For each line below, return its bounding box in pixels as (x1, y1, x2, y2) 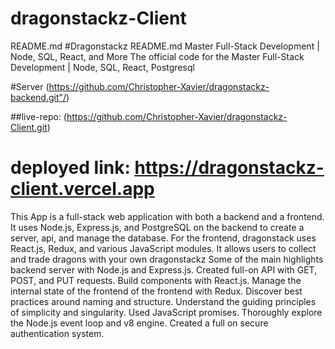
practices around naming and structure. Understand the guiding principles (10, 295, 317, 307)
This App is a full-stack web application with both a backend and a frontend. (10, 210, 325, 222)
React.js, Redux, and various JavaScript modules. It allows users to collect (10, 242, 317, 254)
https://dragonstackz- (134, 157, 325, 179)
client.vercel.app (10, 178, 155, 201)
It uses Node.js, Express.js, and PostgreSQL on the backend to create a (10, 221, 305, 233)
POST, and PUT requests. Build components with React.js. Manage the (10, 274, 302, 286)
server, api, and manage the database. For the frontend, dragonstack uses (10, 232, 317, 244)
